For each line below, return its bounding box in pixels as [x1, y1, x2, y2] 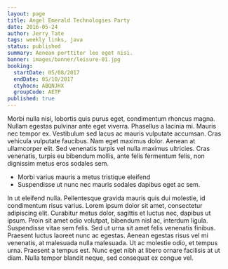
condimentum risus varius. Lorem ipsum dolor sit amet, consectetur [7, 202, 203, 209]
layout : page [7, 10, 46, 18]
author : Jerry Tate [7, 29, 65, 37]
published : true [7, 96, 55, 103]
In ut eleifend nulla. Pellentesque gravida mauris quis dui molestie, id [7, 194, 206, 202]
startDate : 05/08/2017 [13, 69, 80, 76]
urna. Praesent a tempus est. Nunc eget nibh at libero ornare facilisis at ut [7, 247, 221, 254]
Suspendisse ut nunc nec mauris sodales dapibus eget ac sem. [17, 181, 201, 188]
